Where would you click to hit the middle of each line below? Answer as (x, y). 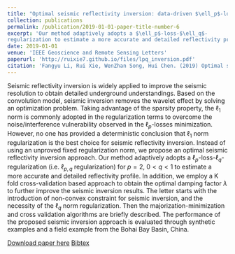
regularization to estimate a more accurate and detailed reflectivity (114, 40)
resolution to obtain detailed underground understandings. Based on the (111, 93)
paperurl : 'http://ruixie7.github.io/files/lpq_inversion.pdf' (101, 59)
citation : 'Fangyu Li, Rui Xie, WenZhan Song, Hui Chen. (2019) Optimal (115, 66)
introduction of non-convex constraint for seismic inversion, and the (105, 198)
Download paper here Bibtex (48, 243)
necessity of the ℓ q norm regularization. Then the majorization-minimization (116, 206)
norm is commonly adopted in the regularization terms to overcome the (110, 117)
